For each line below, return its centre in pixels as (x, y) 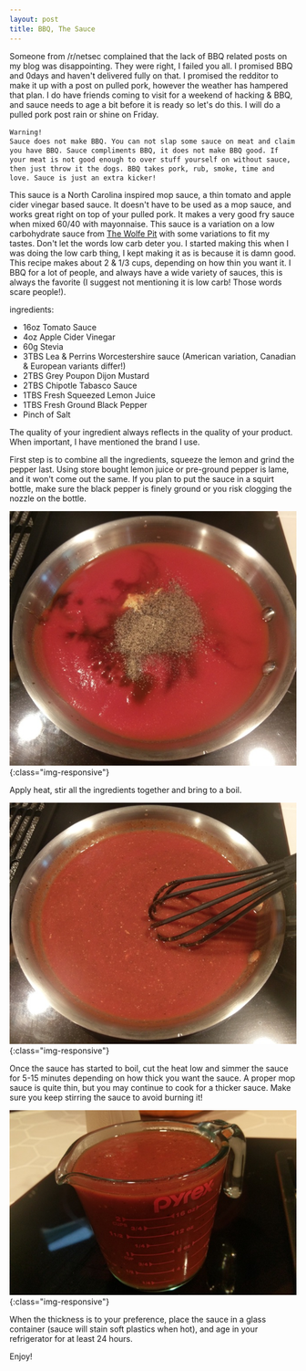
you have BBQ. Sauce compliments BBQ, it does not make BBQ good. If (144, 151)
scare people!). (38, 291)
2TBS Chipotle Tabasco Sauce (80, 385)
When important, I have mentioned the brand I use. (105, 442)
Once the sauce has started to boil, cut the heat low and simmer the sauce (149, 1069)
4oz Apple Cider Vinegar (69, 337)
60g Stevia (43, 346)
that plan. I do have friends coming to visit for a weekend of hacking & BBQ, (151, 95)
